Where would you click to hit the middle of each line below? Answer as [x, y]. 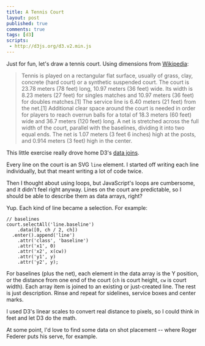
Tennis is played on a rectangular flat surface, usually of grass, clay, [107, 75]
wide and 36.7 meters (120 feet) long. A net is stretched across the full [110, 121]
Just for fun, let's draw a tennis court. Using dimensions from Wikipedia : [98, 63]
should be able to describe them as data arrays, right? [74, 196]
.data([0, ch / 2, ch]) [48, 230]
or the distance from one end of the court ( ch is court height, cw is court [96, 280]
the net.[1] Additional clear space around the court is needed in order [108, 108]
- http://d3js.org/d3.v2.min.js [50, 47]
